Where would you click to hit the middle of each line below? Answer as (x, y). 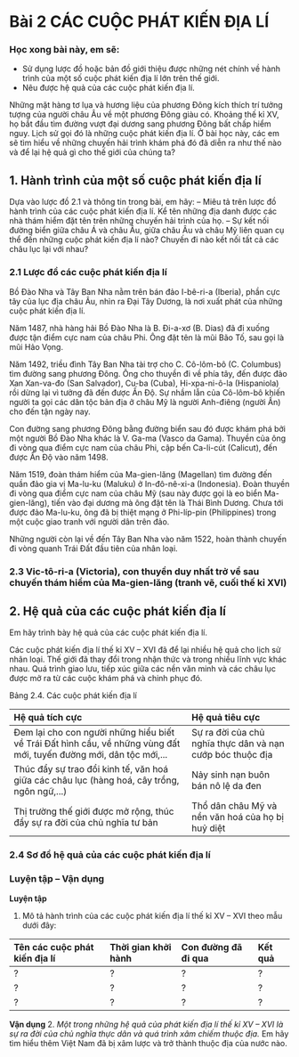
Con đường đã (212, 947)
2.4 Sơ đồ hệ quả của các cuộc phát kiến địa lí (110, 855)
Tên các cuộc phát (54, 947)
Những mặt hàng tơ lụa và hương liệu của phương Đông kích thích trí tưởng (146, 105)
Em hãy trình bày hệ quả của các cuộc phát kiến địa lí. (108, 633)
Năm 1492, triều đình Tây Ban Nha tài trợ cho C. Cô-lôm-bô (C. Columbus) (145, 364)
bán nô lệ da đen (226, 786)
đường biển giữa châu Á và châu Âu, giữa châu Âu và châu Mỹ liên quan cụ (147, 231)
